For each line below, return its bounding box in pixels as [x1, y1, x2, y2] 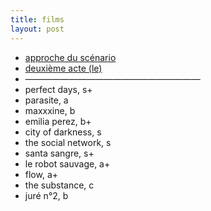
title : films [10, 14, 65, 25]
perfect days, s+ [24, 83, 93, 95]
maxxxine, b [24, 104, 76, 116]
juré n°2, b [24, 189, 69, 201]
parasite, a [24, 94, 69, 106]
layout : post [10, 24, 65, 34]
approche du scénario [24, 51, 117, 63]
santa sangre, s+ [24, 147, 95, 159]
